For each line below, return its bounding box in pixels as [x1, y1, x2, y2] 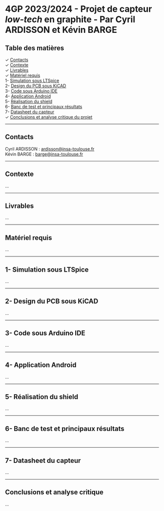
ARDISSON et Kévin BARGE [5, 25, 117, 35]
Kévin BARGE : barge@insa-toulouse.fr [5, 151, 83, 157]
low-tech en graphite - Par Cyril [5, 14, 136, 25]
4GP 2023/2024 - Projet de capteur [5, 3, 152, 15]
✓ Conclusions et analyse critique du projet [5, 114, 93, 120]
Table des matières [5, 44, 64, 52]
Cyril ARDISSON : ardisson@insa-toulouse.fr [5, 146, 95, 152]
